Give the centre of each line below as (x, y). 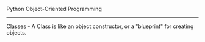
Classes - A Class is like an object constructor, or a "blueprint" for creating (100, 26)
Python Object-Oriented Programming (54, 9)
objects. (16, 33)
